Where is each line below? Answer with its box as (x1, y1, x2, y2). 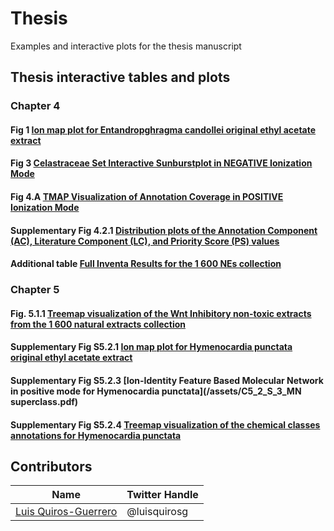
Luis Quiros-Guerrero (15, 505, 118, 519)
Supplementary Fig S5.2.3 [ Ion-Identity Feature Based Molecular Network (10, 374, 324, 386)
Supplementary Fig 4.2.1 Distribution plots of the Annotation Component (10, 224, 318, 236)
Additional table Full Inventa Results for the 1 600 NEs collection (10, 258, 282, 270)
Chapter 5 (10, 283, 60, 297)
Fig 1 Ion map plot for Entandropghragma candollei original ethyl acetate (10, 123, 317, 136)
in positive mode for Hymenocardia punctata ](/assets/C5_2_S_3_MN (10, 385, 302, 397)
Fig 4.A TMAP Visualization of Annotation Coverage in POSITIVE (10, 191, 284, 203)
